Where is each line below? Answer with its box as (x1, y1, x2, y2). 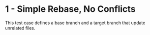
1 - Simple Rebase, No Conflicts (5, 3, 136, 15)
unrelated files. (5, 25, 35, 31)
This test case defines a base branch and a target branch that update (5, 20, 146, 26)
